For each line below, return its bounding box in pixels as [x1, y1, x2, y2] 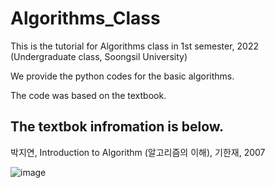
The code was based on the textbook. [10, 89, 167, 101]
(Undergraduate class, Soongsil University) [10, 50, 188, 62]
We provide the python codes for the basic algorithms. [10, 70, 235, 82]
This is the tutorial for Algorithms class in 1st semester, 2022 [10, 40, 259, 52]
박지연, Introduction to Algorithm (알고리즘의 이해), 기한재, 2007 [10, 146, 266, 158]
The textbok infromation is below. [10, 118, 225, 136]
